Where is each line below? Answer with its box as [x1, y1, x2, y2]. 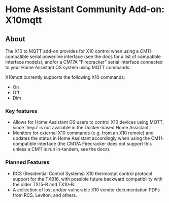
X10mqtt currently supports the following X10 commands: [5, 74, 125, 80]
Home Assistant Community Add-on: [5, 4, 165, 15]
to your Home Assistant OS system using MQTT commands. [5, 65, 131, 70]
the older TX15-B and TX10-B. [12, 181, 75, 187]
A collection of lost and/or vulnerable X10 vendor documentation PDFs [12, 187, 160, 193]
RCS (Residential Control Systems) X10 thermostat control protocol [12, 170, 152, 177]
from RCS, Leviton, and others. [12, 192, 77, 198]
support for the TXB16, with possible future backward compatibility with [12, 176, 163, 182]
